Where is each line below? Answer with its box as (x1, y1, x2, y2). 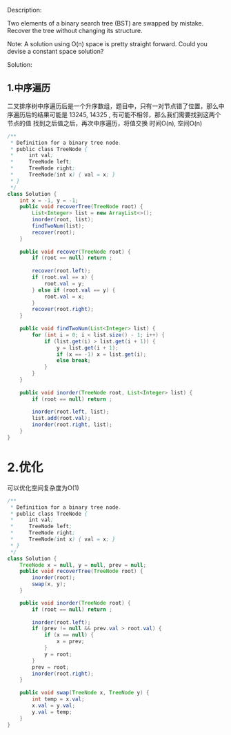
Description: (7, 6, 42, 14)
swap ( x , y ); (32, 581, 67, 588)
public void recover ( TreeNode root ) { (19, 248, 131, 255)
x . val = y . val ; (32, 702, 76, 709)
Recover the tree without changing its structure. (7, 27, 143, 34)
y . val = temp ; (32, 708, 72, 716)
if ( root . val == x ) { (32, 274, 94, 281)
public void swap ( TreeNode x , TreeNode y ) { (19, 689, 150, 696)
